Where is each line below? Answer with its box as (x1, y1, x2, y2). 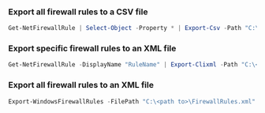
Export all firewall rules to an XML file (8, 80, 154, 91)
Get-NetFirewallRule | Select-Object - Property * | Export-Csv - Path (8, 24, 242, 32)
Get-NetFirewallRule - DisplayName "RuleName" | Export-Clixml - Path (8, 61, 238, 69)
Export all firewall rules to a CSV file (8, 6, 148, 17)
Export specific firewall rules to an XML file (8, 43, 177, 54)
